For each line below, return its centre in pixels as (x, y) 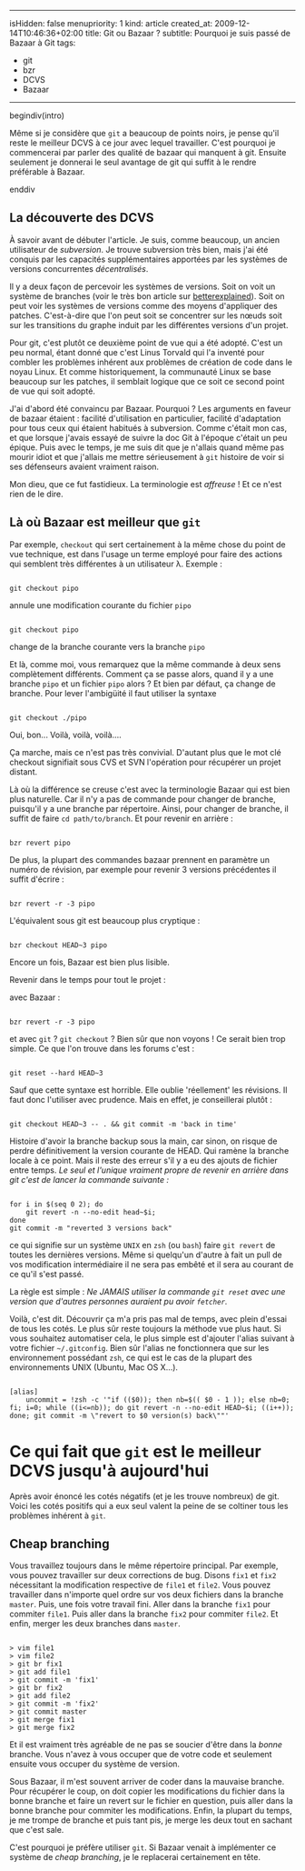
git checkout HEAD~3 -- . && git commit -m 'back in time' (123, 1124)
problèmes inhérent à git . (58, 1516)
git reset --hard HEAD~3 (56, 1073)
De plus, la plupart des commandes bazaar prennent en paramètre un (140, 859)
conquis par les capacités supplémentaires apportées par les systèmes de (148, 259)
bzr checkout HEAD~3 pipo (58, 945)
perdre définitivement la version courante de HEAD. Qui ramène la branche (149, 1150)
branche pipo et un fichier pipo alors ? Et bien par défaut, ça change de (143, 684)
